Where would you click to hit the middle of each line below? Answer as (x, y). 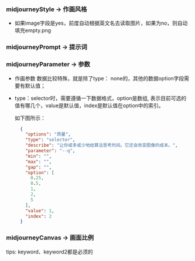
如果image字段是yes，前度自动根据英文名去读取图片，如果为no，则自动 (101, 23)
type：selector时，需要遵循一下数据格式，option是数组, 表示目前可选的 (100, 98)
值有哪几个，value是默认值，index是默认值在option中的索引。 (89, 105)
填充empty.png (33, 30)
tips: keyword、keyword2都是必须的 (50, 252)
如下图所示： (30, 118)
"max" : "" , (39, 162)
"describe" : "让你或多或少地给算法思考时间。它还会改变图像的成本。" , (102, 145)
